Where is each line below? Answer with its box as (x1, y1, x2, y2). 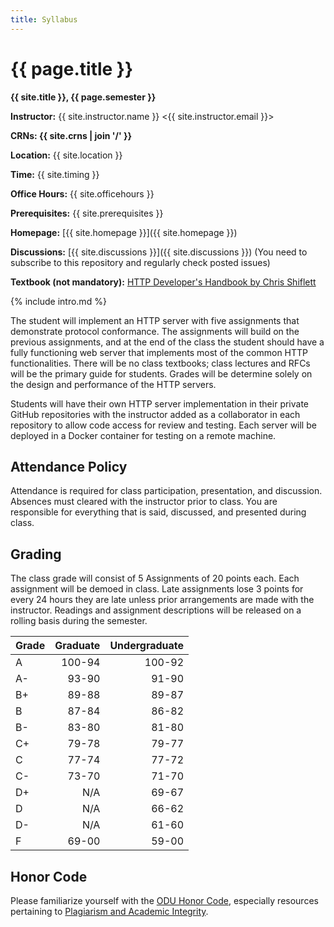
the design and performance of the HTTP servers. (10, 378, 217, 390)
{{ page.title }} (10, 57, 134, 80)
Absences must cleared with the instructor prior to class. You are (10, 496, 278, 508)
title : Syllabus (10, 14, 78, 25)
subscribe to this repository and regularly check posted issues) (10, 256, 271, 268)
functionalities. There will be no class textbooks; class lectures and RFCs (10, 357, 311, 369)
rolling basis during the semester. (10, 615, 148, 627)
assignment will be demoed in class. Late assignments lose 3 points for (10, 583, 304, 595)
